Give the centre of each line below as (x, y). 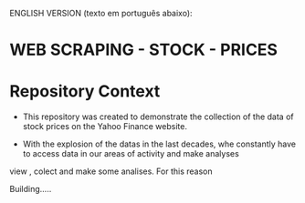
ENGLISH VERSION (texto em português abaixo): (101, 13)
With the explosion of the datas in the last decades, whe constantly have (159, 144)
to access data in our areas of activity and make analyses (131, 154)
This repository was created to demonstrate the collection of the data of (158, 117)
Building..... (31, 189)
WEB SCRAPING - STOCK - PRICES (144, 50)
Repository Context (85, 91)
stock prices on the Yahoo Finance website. (105, 127)
